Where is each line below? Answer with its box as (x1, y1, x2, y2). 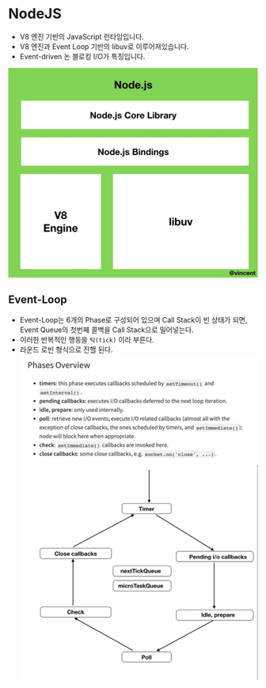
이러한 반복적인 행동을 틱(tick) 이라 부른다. (19, 335, 154, 344)
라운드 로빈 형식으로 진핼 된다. (19, 345, 113, 354)
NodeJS (8, 5, 62, 23)
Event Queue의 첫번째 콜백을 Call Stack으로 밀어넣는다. (19, 325, 194, 335)
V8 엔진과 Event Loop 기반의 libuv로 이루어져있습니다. (19, 41, 189, 51)
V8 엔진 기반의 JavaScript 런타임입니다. (19, 32, 144, 41)
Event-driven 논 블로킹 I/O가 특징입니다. (19, 51, 146, 61)
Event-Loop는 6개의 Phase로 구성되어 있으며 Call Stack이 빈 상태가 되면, (19, 315, 248, 324)
